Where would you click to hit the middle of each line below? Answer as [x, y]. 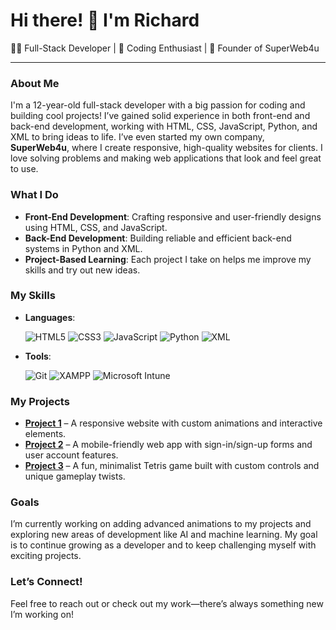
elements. [45, 434]
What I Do [34, 195]
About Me [35, 83]
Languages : [50, 317]
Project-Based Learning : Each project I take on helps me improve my [168, 259]
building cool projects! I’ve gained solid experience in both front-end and [160, 116]
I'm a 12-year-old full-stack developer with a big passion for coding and [158, 105]
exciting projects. [46, 556]
